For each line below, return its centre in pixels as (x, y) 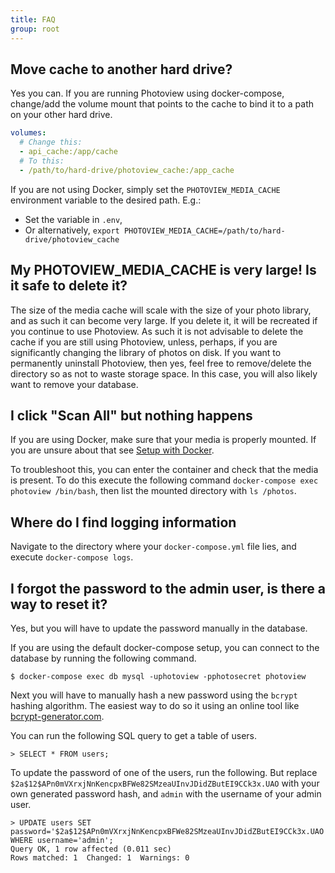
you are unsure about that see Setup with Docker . (112, 450)
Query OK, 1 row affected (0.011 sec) (91, 849)
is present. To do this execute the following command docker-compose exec (164, 480)
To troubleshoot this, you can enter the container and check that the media (164, 470)
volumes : (28, 133)
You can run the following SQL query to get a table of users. (133, 735)
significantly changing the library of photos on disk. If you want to (146, 352)
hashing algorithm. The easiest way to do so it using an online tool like (155, 705)
